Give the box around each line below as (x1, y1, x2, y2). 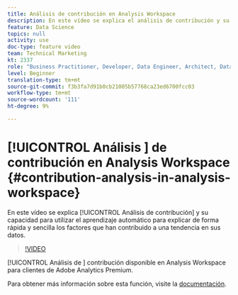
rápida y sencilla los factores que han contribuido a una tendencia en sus (7, 223, 221, 231)
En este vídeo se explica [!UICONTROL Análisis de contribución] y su (7, 208, 209, 216)
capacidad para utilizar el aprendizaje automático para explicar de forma (7, 216, 220, 224)
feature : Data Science (7, 23, 74, 30)
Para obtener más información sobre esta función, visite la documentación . (7, 279, 227, 288)
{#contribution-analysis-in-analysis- (7, 169, 231, 186)
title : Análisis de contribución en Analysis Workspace (7, 10, 176, 18)
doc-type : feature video (7, 43, 81, 50)
